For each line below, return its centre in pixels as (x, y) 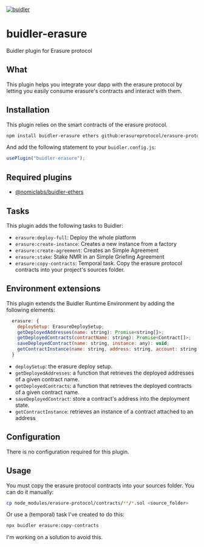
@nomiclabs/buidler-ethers (49, 192)
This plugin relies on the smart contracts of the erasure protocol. (87, 124)
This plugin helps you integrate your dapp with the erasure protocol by (94, 84)
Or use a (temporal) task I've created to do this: (65, 515)
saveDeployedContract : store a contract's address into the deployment (102, 398)
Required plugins (39, 177)
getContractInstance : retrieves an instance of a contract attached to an (104, 411)
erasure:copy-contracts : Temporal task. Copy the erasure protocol (99, 263)
